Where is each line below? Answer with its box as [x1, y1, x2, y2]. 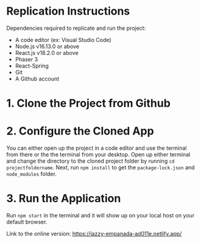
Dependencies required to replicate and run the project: [6, 24, 146, 32]
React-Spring [15, 62, 49, 69]
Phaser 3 [15, 55, 38, 63]
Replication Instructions [6, 4, 130, 18]
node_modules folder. [6, 171, 57, 178]
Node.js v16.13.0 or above [15, 43, 80, 50]
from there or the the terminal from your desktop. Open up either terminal [6, 151, 191, 158]
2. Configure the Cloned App [6, 124, 154, 138]
